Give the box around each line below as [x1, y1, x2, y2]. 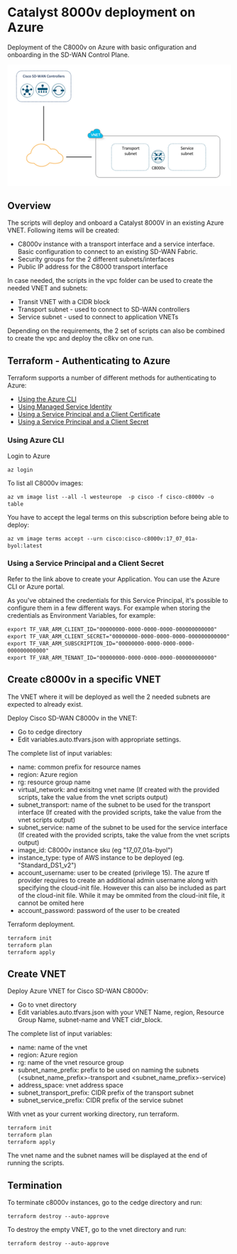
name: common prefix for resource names [17, 762, 141, 771]
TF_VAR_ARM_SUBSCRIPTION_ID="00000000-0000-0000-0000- [29, 640, 195, 647]
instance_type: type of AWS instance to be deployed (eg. [17, 853, 184, 862]
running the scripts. [7, 1159, 65, 1167]
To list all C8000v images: [7, 478, 84, 487]
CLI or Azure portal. [7, 582, 65, 591]
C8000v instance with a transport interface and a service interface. [17, 240, 215, 249]
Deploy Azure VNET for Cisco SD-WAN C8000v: [7, 987, 149, 995]
